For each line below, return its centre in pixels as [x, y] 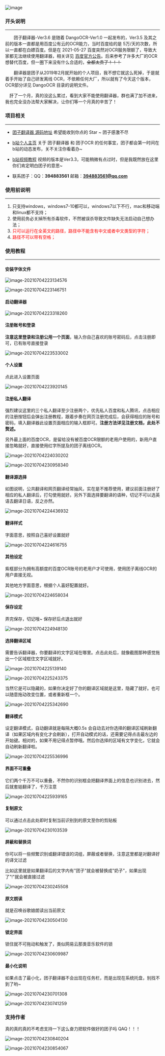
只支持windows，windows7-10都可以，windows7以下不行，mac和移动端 [86, 206]
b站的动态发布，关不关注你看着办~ [47, 149]
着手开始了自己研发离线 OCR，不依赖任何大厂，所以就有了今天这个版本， [79, 79]
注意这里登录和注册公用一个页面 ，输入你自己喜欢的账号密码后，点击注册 [78, 337]
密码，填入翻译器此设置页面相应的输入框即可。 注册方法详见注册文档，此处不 [82, 423]
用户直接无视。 [20, 574]
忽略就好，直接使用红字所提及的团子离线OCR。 [57, 446]
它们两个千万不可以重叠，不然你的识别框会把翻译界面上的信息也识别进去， [80, 780]
